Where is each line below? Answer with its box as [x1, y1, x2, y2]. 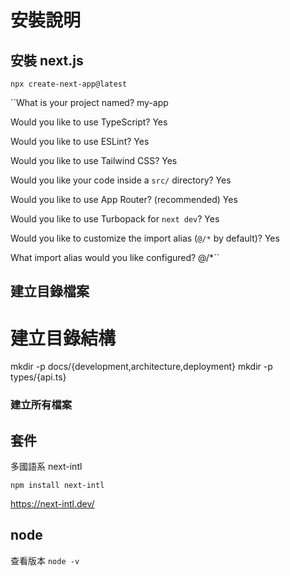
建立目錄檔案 [10, 283, 90, 300]
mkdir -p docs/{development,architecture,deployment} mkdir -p [10, 361, 273, 373]
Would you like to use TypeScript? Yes [10, 116, 168, 128]
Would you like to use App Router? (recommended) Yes [10, 194, 238, 205]
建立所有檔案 [10, 398, 73, 412]
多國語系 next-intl [10, 461, 83, 473]
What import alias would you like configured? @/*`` [10, 252, 220, 263]
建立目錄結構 [10, 327, 117, 350]
